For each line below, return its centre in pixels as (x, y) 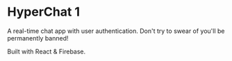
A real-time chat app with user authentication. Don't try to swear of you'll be (116, 31)
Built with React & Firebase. (47, 51)
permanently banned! (38, 38)
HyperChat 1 (44, 12)
